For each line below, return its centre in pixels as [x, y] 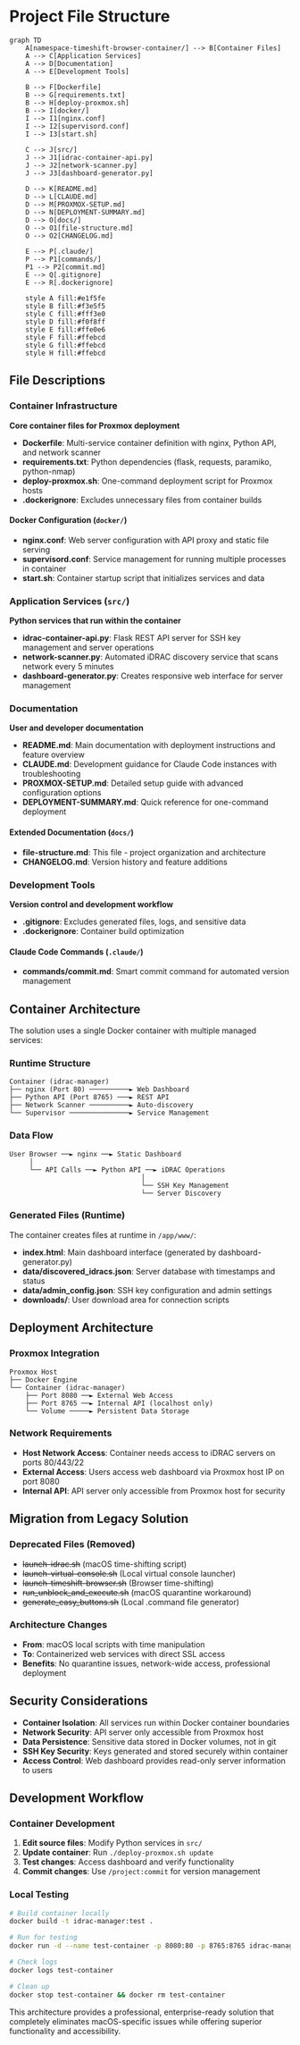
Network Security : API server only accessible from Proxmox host [143, 1732]
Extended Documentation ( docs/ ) [71, 832]
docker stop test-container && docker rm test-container [117, 1995]
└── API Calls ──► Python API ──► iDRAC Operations [127, 1170]
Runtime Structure [50, 1063]
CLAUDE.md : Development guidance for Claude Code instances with [149, 764]
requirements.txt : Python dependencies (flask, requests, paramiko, [147, 461]
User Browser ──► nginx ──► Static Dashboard [95, 1154]
